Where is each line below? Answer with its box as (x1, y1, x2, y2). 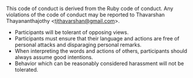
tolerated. (14, 66, 38, 73)
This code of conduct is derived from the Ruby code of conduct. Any (6, 5, 174, 12)
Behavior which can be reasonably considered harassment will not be (14, 60, 184, 67)
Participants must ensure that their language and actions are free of (14, 35, 180, 42)
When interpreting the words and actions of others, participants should (14, 48, 188, 55)
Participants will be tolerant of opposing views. (14, 29, 129, 36)
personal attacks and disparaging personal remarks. (14, 41, 142, 48)
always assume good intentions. (14, 54, 93, 60)
